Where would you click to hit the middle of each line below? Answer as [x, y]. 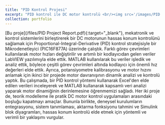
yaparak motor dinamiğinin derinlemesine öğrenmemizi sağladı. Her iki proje [82, 91]
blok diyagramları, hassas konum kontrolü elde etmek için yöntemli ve [76, 112]
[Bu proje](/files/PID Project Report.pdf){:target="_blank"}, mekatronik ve [80, 33]
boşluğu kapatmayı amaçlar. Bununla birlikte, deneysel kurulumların [74, 102]
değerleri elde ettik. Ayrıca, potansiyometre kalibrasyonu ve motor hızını [78, 70]
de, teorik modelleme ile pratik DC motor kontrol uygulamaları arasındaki [79, 96]
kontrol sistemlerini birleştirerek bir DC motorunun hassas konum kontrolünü [82, 38]
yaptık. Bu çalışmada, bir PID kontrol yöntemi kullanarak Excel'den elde [77, 80]
